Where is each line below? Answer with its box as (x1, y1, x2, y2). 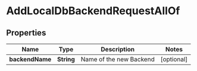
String (57, 55, 76, 63)
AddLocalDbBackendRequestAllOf (6, 4, 180, 18)
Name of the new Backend (80, 55, 155, 63)
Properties (6, 28, 46, 38)
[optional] (160, 55, 188, 63)
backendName (9, 55, 52, 63)
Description (101, 46, 135, 53)
